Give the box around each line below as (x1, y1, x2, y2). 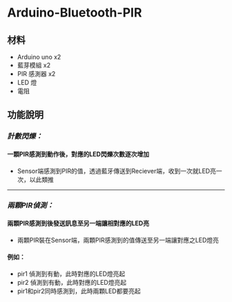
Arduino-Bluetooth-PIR (7, 5, 142, 21)
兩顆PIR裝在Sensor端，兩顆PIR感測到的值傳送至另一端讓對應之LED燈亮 (17, 236, 220, 244)
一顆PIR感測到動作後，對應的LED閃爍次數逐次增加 (7, 150, 150, 158)
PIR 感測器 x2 (17, 70, 56, 77)
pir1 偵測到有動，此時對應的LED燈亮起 (17, 270, 126, 278)
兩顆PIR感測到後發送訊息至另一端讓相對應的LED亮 (7, 219, 150, 227)
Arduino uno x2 (17, 53, 61, 61)
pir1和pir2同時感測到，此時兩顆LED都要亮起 (17, 287, 141, 295)
